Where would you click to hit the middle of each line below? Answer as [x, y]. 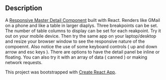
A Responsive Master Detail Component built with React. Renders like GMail [83, 20]
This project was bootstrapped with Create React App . [61, 72]
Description [24, 8]
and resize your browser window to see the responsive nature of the [75, 41]
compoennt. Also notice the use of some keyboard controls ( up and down [81, 46]
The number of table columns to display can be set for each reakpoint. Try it [83, 31]
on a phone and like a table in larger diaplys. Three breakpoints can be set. [82, 25]
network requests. [24, 62]
